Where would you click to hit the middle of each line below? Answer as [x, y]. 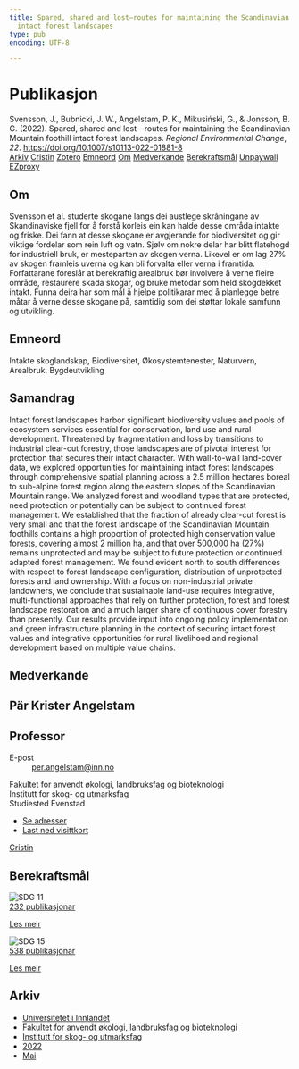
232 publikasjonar [42, 906]
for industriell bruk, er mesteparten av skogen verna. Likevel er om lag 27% [148, 254]
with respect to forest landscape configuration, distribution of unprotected [146, 572]
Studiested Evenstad [47, 804]
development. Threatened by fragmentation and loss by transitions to [137, 438]
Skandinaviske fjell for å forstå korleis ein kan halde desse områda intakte [145, 225]
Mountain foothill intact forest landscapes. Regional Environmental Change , [148, 138]
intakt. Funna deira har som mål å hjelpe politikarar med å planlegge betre [145, 292]
